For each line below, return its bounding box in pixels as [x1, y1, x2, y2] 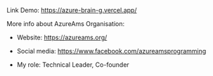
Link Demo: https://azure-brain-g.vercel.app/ [6, 6, 137, 14]
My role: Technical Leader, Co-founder [16, 61, 129, 69]
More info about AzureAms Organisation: [6, 20, 124, 27]
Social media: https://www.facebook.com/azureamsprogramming [16, 47, 207, 55]
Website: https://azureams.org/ [16, 33, 108, 42]
